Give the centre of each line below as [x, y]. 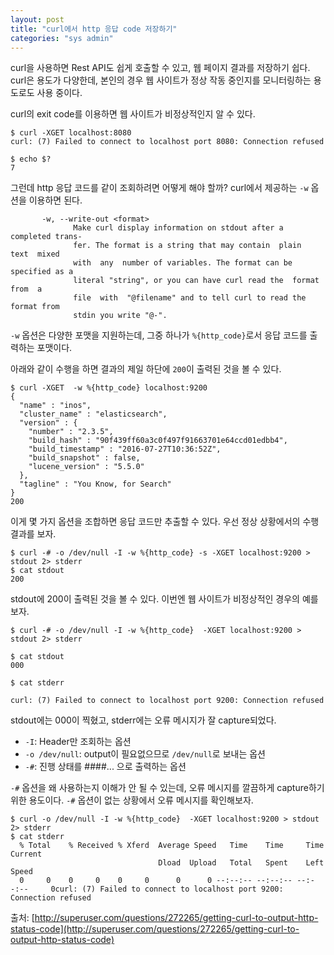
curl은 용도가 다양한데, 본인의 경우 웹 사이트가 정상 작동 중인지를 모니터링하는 [161, 80]
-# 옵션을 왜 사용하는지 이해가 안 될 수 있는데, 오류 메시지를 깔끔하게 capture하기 [167, 788]
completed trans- [46, 237]
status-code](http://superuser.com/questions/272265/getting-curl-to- [155, 929]
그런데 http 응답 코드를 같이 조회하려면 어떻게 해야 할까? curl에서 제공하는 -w [159, 188]
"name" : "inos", [55, 406]
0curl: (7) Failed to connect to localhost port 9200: [167, 889]
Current [26, 854]
